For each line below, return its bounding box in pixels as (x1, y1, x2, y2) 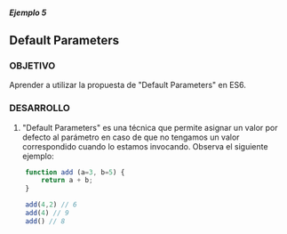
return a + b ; (41, 176, 93, 185)
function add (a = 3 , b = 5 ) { (25, 167, 125, 177)
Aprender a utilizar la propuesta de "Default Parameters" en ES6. (9, 80, 247, 91)
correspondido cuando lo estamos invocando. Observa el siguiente (21, 141, 268, 151)
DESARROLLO (9, 102, 71, 115)
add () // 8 (25, 216, 66, 226)
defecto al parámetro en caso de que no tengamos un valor (21, 132, 240, 142)
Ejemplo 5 (9, 7, 47, 18)
